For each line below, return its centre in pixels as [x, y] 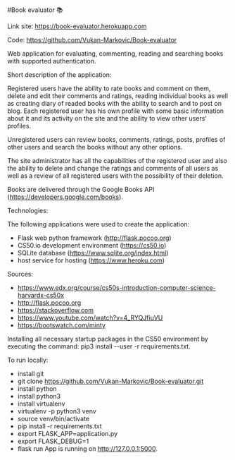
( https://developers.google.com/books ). [65, 197]
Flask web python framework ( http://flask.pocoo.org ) [94, 238]
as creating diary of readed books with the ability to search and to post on [114, 103]
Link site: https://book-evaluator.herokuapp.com [77, 26]
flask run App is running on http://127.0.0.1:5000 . [88, 449]
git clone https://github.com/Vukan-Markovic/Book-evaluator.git [110, 381]
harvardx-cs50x [41, 295]
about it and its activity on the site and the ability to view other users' [107, 118]
